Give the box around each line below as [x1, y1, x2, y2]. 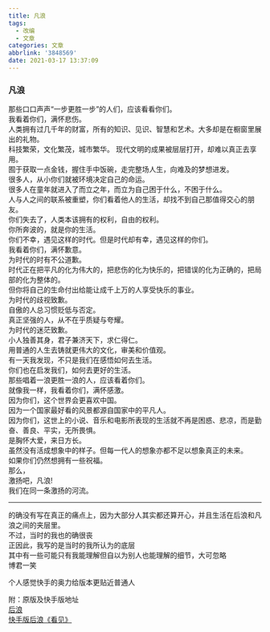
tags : [8, 19, 27, 27]
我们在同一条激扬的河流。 [8, 486, 93, 495]
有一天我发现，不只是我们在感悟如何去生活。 [8, 355, 157, 365]
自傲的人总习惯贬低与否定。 [8, 305, 100, 315]
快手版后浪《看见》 [8, 615, 72, 625]
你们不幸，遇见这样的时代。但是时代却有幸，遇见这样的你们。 [8, 234, 213, 245]
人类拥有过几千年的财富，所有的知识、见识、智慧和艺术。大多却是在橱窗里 [8, 124, 255, 134]
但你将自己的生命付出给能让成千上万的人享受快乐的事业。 [8, 285, 198, 295]
